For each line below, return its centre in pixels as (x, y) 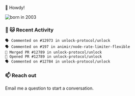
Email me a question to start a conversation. (50, 88)
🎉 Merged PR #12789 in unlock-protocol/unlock (54, 52)
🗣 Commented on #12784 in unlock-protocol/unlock (58, 62)
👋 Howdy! (15, 8)
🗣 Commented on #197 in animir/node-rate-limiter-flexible (67, 47)
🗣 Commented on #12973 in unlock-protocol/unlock (58, 41)
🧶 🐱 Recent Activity (29, 30)
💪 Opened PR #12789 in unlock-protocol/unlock (54, 57)
